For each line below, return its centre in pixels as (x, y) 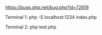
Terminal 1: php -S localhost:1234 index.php (51, 17)
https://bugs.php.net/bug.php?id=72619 (47, 7)
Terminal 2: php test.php (31, 27)
